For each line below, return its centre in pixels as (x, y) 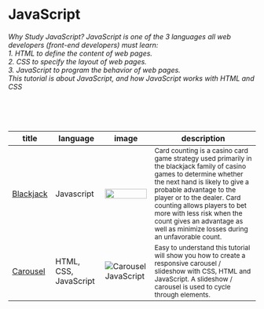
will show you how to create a (200, 256)
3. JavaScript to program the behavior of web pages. (94, 70)
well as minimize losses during (202, 229)
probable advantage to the (195, 190)
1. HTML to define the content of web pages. (81, 53)
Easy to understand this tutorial (202, 248)
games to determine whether (199, 174)
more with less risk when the (198, 214)
